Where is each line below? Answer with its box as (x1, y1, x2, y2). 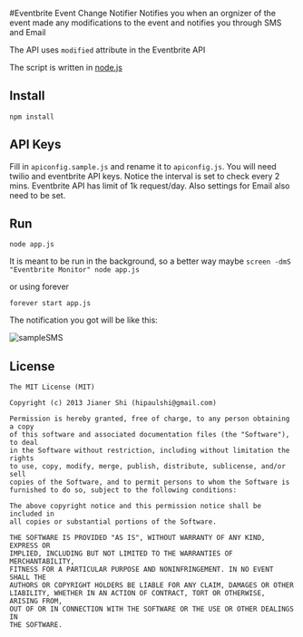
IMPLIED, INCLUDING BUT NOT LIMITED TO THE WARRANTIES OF (9, 549, 233, 558)
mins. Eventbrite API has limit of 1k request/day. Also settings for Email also (9, 180, 290, 191)
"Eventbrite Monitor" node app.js (9, 265, 141, 275)
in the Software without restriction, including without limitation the (9, 446, 290, 456)
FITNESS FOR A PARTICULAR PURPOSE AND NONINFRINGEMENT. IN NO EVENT (9, 565, 274, 574)
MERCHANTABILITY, (9, 557, 75, 566)
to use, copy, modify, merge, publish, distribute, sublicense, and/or (9, 462, 286, 471)
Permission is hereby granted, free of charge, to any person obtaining (9, 414, 290, 424)
